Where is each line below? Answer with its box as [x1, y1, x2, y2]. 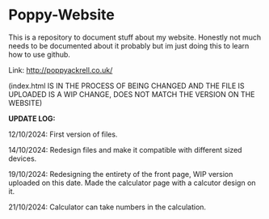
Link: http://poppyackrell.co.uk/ [8, 65, 113, 74]
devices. [8, 154, 37, 163]
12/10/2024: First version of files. [8, 129, 118, 139]
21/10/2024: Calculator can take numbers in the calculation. [8, 202, 207, 212]
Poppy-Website [8, 6, 115, 24]
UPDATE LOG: [8, 113, 56, 123]
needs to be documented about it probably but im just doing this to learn [8, 40, 250, 50]
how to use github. [8, 49, 71, 59]
